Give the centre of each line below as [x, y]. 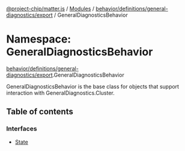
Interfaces [22, 129]
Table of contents [40, 112]
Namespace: [39, 39]
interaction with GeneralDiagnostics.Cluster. [61, 93]
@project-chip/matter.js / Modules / [50, 9]
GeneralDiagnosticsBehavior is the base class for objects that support [92, 86]
